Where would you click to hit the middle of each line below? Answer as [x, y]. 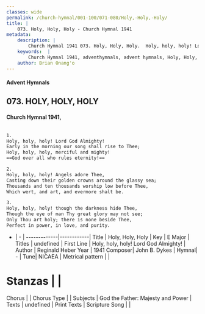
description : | [37, 40]
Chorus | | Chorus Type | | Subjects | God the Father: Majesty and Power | [99, 298]
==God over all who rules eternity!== [56, 158]
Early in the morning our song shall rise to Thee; [73, 147]
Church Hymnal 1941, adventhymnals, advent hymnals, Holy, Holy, [113, 57]
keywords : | [34, 52]
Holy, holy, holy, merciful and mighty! [59, 152]
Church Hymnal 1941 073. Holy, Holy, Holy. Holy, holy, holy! [110, 46]
